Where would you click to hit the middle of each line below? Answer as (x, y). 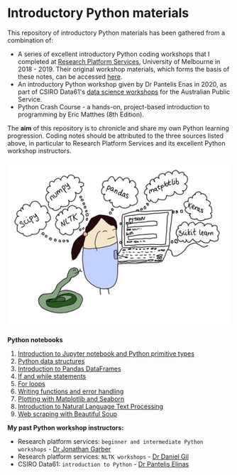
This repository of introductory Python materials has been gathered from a (116, 33)
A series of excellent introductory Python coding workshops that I (114, 54)
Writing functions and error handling (71, 391)
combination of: (30, 40)
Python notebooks (35, 339)
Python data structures (51, 361)
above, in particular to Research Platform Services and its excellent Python (116, 143)
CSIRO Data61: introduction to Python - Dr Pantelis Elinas (103, 464)
